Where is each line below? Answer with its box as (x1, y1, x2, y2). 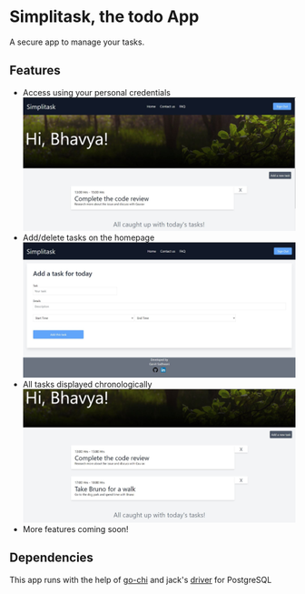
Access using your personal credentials (22, 86, 171, 97)
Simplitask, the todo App (9, 6, 200, 27)
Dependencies (9, 550, 93, 566)
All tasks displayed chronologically (22, 379, 152, 390)
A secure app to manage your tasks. (9, 36, 145, 47)
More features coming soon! (22, 524, 129, 535)
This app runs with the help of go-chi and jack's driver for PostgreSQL (9, 574, 272, 585)
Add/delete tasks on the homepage (22, 232, 155, 243)
